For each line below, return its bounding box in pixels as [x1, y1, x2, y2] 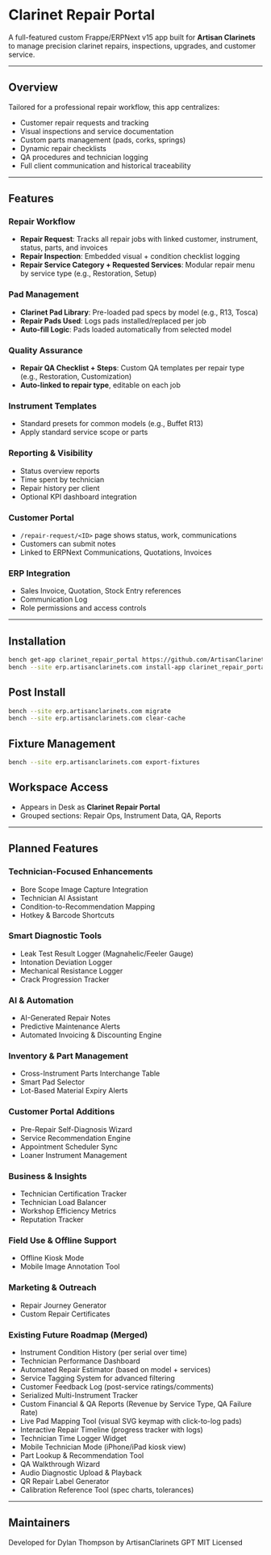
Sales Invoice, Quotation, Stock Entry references [19, 586, 181, 596]
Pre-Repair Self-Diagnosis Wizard [19, 1124, 133, 1134]
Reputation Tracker [19, 1215, 84, 1224]
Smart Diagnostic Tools [8, 930, 102, 941]
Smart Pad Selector [19, 1077, 85, 1087]
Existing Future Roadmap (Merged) [8, 1329, 148, 1340]
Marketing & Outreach [8, 1282, 97, 1293]
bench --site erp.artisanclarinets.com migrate [8, 707, 172, 715]
